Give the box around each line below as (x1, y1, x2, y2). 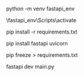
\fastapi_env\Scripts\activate (6, 17, 76, 23)
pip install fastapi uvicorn (6, 40, 69, 47)
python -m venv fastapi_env (6, 5, 75, 12)
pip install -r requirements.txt (6, 28, 77, 35)
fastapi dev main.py (6, 63, 55, 70)
